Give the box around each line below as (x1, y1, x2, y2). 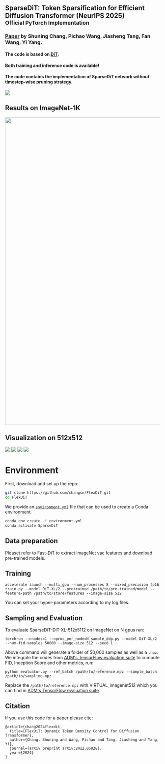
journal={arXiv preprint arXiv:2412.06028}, (9, 746, 102, 751)
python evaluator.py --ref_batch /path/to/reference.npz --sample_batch (5, 669, 157, 674)
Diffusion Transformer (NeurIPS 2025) (5, 12, 125, 20)
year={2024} (9, 750, 34, 755)
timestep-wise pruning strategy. (5, 79, 73, 85)
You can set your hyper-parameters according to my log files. (5, 600, 130, 605)
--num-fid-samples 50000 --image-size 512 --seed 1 (5, 641, 113, 646)
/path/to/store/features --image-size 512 (33, 591, 122, 596)
